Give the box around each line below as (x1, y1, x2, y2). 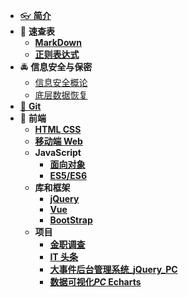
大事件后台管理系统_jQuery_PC (49, 264, 178, 275)
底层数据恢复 (34, 89, 88, 101)
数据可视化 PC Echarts (49, 276, 142, 288)
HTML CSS (34, 124, 82, 135)
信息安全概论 (34, 77, 88, 88)
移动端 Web (34, 135, 83, 147)
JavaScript (34, 147, 82, 158)
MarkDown (34, 37, 82, 48)
